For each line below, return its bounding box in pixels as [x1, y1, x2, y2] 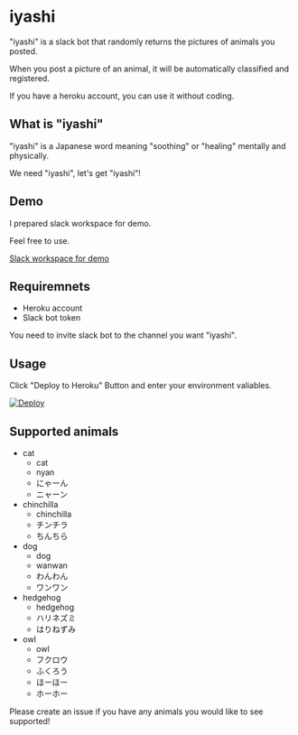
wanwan [35, 560, 68, 571]
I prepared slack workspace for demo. [9, 218, 152, 228]
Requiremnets [9, 278, 90, 294]
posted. [9, 45, 38, 56]
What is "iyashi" [9, 116, 104, 132]
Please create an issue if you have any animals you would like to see [9, 706, 264, 717]
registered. [9, 72, 50, 83]
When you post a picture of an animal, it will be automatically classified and [9, 63, 290, 74]
